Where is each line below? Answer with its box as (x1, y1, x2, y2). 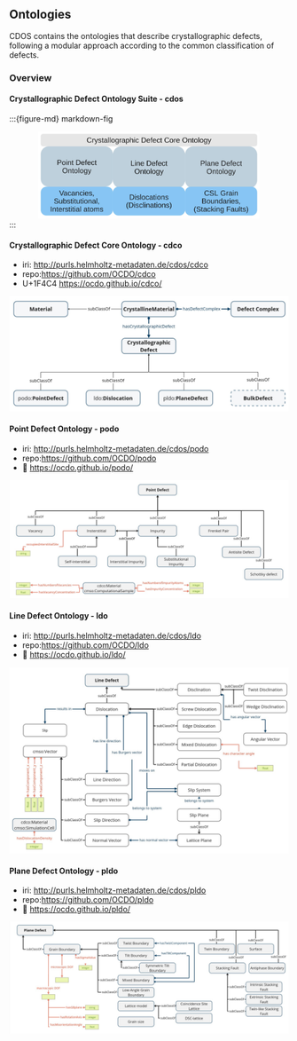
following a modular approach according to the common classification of (9, 40, 275, 51)
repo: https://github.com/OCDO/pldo (21, 895, 154, 905)
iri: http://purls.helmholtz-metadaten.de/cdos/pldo (21, 885, 207, 895)
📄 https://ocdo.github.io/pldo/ (21, 904, 131, 915)
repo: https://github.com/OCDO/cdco (21, 269, 157, 280)
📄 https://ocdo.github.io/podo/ (21, 461, 134, 473)
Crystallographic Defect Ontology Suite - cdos (9, 93, 184, 105)
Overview (9, 71, 52, 83)
